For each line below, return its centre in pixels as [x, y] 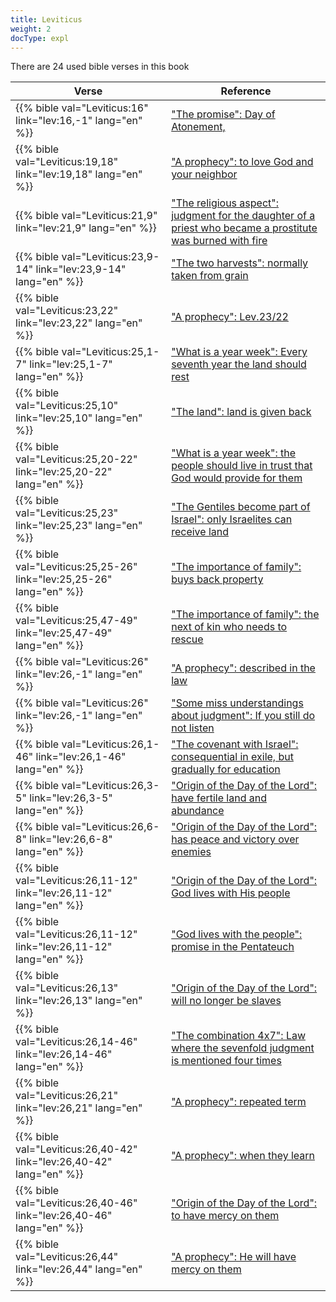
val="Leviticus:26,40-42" [76, 1149]
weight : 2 [31, 29]
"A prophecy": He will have [234, 1257]
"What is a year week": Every [239, 352]
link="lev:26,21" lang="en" [79, 1108]
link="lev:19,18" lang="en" [79, 174]
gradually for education [226, 769]
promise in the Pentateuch [233, 947]
